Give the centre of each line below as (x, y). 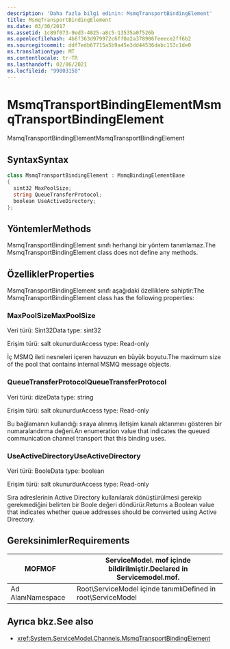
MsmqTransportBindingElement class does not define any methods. (103, 253)
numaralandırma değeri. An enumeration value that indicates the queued (108, 431)
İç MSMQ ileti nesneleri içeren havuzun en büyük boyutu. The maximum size (114, 357)
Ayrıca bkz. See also (50, 622)
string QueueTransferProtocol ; (58, 195)
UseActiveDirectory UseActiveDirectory (74, 456)
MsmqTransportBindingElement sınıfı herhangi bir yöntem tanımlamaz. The (112, 245)
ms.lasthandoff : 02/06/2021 (47, 64)
